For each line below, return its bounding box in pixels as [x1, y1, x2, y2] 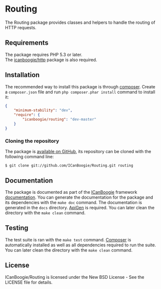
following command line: [5, 154, 54, 160]
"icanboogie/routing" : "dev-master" [22, 117, 97, 122]
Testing [5, 224, 29, 232]
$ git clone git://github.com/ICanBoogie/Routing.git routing [5, 163, 133, 168]
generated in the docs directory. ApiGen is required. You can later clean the [5, 204, 155, 210]
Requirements [5, 39, 48, 47]
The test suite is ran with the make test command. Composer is [5, 237, 131, 242]
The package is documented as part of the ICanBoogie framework [5, 189, 137, 195]
